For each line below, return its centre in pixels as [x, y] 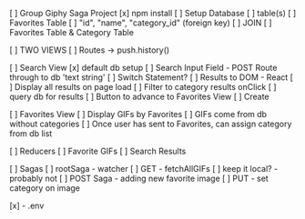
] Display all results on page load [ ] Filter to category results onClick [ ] [143, 87]
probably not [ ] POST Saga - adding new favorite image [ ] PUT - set [139, 178]
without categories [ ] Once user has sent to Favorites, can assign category [151, 124]
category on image [45, 188]
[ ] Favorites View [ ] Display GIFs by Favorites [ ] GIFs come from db [138, 114]
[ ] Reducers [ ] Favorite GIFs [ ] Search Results [98, 151]
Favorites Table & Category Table [72, 32]
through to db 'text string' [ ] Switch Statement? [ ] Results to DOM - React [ [152, 77]
